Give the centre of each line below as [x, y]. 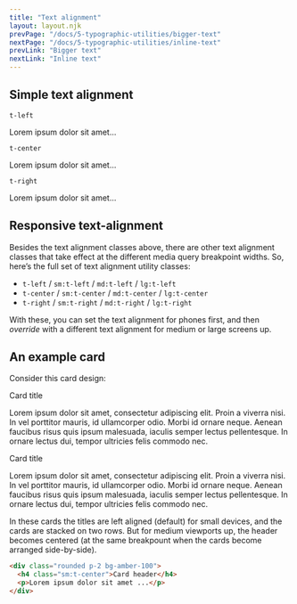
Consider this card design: [58, 379]
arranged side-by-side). [53, 550]
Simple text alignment [71, 95]
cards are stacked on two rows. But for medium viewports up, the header [144, 531]
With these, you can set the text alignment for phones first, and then [135, 319]
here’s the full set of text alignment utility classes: [100, 266]
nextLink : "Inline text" [55, 59]
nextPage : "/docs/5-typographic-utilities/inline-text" [115, 42]
